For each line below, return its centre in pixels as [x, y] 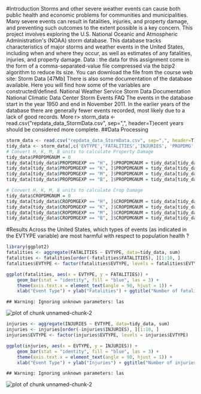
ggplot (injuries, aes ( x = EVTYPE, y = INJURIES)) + [72, 346]
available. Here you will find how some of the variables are [78, 85]
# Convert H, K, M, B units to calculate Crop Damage [75, 190]
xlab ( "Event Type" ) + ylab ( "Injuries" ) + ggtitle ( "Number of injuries [107, 363]
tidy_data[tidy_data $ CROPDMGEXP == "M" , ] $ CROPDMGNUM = [77, 213]
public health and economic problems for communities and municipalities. [97, 15]
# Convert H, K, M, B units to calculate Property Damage [80, 151]
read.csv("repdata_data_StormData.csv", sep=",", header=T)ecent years [95, 123]
